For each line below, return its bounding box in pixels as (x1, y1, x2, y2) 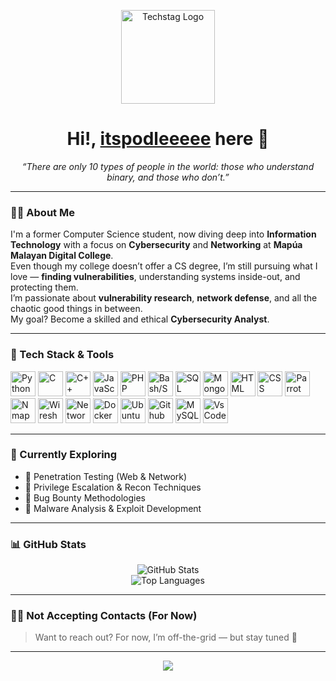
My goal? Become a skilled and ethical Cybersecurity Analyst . (10, 313, 270, 325)
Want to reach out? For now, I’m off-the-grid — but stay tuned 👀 (34, 631, 298, 644)
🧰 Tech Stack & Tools (10, 348, 115, 362)
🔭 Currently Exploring (10, 448, 118, 462)
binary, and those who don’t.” (106, 171, 230, 183)
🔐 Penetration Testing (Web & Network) (24, 470, 188, 482)
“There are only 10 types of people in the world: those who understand (21, 160, 315, 172)
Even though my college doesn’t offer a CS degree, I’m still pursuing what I (10, 260, 318, 272)
